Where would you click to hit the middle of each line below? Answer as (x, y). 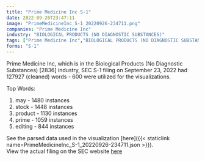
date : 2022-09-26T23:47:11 (41, 18)
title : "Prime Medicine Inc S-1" (49, 12)
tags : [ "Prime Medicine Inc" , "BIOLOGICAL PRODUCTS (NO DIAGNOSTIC (92, 40)
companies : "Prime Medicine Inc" (49, 29)
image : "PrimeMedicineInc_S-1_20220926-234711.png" (73, 23)
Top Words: (21, 88)
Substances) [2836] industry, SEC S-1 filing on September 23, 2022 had (97, 70)
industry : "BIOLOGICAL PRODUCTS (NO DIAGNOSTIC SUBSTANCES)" (86, 35)
